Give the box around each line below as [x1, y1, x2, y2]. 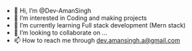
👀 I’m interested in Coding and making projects [13, 14, 147, 22]
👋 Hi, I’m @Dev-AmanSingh [13, 7, 92, 14]
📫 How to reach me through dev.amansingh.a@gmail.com [13, 37, 181, 44]
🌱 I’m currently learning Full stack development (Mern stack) [13, 21, 186, 29]
